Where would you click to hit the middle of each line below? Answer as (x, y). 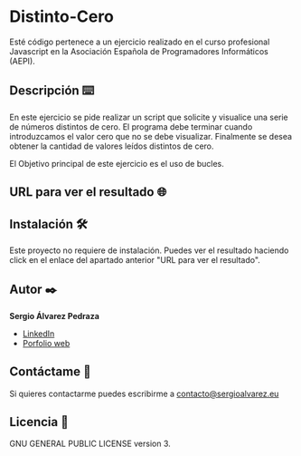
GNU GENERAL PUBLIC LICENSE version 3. (90, 444)
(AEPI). (23, 61)
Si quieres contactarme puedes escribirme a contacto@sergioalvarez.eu (144, 393)
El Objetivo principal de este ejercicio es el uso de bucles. (117, 163)
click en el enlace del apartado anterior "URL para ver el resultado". (135, 259)
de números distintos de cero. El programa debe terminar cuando (131, 126)
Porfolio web (46, 343)
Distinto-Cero (62, 17)
